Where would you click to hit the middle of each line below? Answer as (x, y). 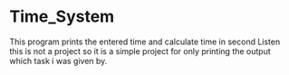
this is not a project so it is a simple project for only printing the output (140, 51)
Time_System (62, 17)
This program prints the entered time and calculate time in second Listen (145, 42)
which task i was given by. (58, 61)
